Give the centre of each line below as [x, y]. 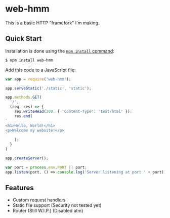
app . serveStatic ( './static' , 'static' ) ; [49, 88]
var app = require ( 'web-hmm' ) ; [38, 79]
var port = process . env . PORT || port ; [46, 167]
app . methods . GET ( [24, 97]
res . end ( [24, 116]
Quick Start [24, 39]
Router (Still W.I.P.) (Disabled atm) [48, 211]
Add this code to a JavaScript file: [40, 70]
